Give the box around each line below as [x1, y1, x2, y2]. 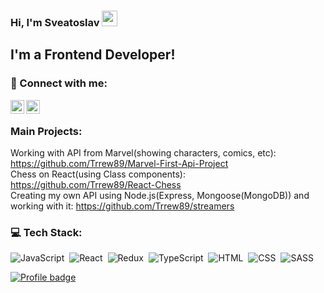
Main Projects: [10, 124, 83, 138]
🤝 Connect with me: [10, 76, 108, 90]
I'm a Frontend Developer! [10, 46, 176, 64]
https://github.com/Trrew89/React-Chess [10, 178, 182, 190]
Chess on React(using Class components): [10, 168, 186, 180]
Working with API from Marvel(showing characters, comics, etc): [10, 146, 277, 159]
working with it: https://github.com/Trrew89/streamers [10, 200, 235, 212]
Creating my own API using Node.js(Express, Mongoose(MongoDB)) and [10, 189, 310, 201]
